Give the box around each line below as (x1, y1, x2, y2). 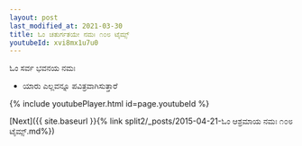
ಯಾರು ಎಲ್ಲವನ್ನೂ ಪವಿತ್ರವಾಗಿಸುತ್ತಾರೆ (22, 81, 118, 91)
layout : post (9, 13, 59, 22)
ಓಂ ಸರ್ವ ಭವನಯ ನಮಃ (9, 63, 77, 73)
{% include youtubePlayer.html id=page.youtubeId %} (9, 99, 210, 109)
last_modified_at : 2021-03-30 (9, 21, 124, 30)
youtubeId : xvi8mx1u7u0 (9, 38, 99, 47)
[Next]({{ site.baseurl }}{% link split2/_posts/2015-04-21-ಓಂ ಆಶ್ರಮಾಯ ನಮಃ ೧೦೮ (9, 116, 293, 126)
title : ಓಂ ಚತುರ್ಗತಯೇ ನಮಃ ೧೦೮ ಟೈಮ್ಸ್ (9, 30, 130, 39)
